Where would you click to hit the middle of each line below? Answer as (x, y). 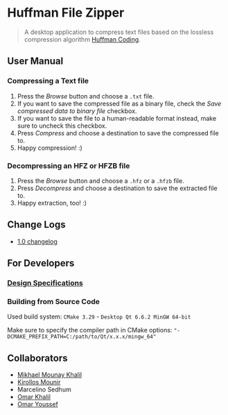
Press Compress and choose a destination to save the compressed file (118, 133)
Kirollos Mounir (39, 382)
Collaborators (37, 358)
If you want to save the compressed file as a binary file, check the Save (119, 103)
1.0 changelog (37, 242)
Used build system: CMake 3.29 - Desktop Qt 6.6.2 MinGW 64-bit (99, 316)
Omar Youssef (38, 405)
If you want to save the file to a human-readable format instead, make (117, 118)
